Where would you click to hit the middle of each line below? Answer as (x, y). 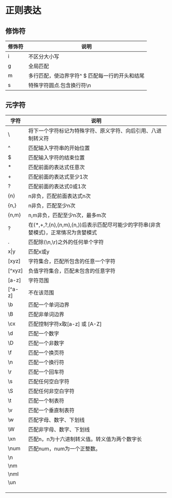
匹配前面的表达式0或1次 (57, 186)
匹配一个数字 (44, 333)
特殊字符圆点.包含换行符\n (60, 85)
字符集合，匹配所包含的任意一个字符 (72, 261)
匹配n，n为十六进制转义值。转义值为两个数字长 (85, 439)
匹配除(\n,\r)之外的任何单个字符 (66, 242)
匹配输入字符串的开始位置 (59, 148)
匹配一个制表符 (46, 401)
